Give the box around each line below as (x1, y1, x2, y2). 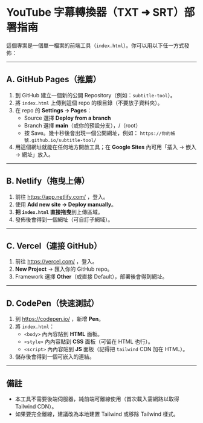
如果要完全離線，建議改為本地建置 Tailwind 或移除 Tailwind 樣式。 (14, 410, 179, 418)
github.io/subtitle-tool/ (31, 137, 97, 143)
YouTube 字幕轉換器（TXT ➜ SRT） (6, 5, 184, 19)
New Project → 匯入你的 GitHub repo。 (14, 265, 113, 273)
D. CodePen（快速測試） (6, 298, 99, 308)
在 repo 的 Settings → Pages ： (14, 106, 92, 114)
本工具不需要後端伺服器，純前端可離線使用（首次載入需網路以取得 (14, 395, 179, 402)
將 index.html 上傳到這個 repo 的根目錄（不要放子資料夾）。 (14, 99, 163, 106)
